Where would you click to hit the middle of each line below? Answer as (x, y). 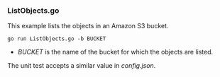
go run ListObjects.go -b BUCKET (57, 39)
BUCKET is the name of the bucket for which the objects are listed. (115, 52)
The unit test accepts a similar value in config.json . (82, 66)
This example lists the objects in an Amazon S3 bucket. (88, 26)
